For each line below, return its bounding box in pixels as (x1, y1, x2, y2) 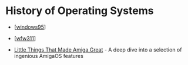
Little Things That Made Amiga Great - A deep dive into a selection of (14, 46, 182, 53)
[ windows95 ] (14, 23, 46, 30)
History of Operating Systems (5, 4, 154, 18)
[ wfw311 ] (14, 35, 36, 42)
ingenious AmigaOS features (14, 52, 83, 59)
